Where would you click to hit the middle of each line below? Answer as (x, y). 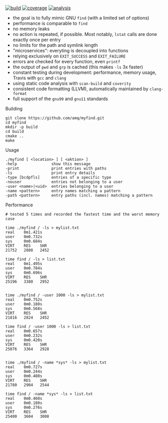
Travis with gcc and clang (40, 78)
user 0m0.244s (24, 372)
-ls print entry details (50, 173)
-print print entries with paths (56, 168)
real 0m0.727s (24, 367)
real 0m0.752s (24, 300)
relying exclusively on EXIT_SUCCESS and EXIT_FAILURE (69, 56)
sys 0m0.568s (24, 309)
